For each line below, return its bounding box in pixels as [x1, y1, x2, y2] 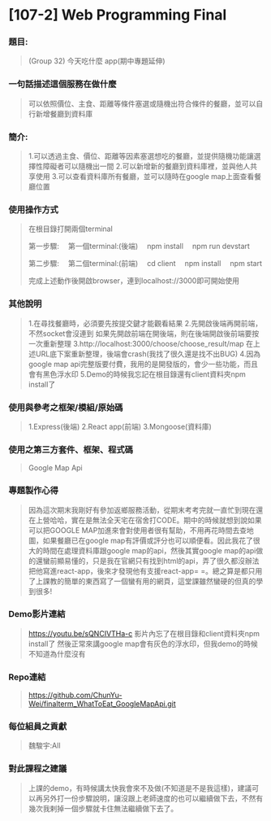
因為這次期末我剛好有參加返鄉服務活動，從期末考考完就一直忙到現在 [28, 504, 256, 514]
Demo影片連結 [8, 609, 66, 620]
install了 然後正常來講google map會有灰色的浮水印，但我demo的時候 [28, 639, 258, 649]
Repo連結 [8, 671, 46, 683]
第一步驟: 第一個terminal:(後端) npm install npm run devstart [28, 242, 250, 251]
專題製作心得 [8, 485, 59, 496]
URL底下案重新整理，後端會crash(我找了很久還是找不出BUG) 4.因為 [35, 348, 261, 359]
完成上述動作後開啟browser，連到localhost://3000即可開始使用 [28, 276, 239, 286]
